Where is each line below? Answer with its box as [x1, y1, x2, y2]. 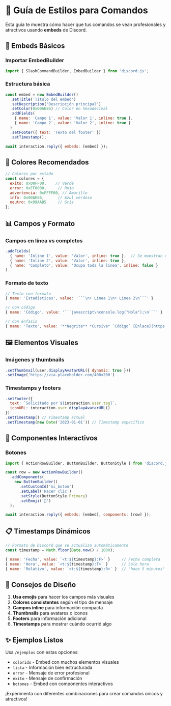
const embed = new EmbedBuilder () [5, 92, 79, 97]
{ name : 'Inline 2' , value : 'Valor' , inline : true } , [10, 258, 126, 263]
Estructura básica [5, 80, 50, 88]
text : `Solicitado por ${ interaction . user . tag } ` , [10, 401, 117, 406]
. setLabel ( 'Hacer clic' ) [18, 489, 72, 494]
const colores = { [5, 176, 44, 181]
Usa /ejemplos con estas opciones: [5, 649, 79, 656]
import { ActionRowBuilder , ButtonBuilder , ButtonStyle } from [5, 461, 142, 466]
